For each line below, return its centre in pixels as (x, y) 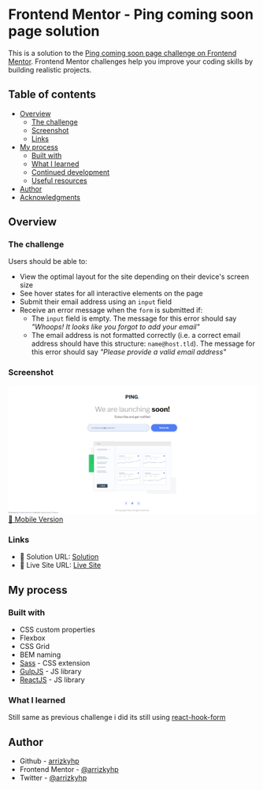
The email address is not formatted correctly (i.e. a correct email (136, 336)
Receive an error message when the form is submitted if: (111, 310)
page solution (54, 31)
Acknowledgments (50, 197)
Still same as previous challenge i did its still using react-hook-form (117, 718)
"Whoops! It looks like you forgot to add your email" (115, 327)
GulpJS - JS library (50, 672)
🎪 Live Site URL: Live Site (60, 566)
